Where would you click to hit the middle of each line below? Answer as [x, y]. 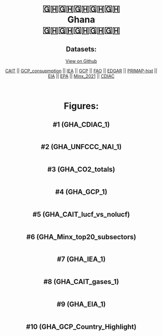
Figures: [81, 106]
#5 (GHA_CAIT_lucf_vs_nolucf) [81, 214]
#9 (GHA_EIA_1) [81, 304]
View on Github [81, 61]
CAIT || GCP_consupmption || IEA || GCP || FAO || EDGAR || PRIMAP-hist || [81, 71]
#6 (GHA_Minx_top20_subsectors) [81, 237]
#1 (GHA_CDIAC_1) [81, 124]
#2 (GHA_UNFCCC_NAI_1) [81, 147]
